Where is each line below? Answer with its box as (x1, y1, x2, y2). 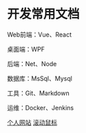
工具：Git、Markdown (7, 89, 70, 97)
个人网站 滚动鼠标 (7, 118, 57, 126)
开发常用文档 (7, 6, 80, 22)
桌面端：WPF (7, 45, 45, 53)
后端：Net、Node (7, 59, 57, 68)
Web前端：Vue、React (7, 30, 72, 39)
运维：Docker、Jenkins (7, 103, 74, 112)
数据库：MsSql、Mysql (7, 74, 72, 83)
